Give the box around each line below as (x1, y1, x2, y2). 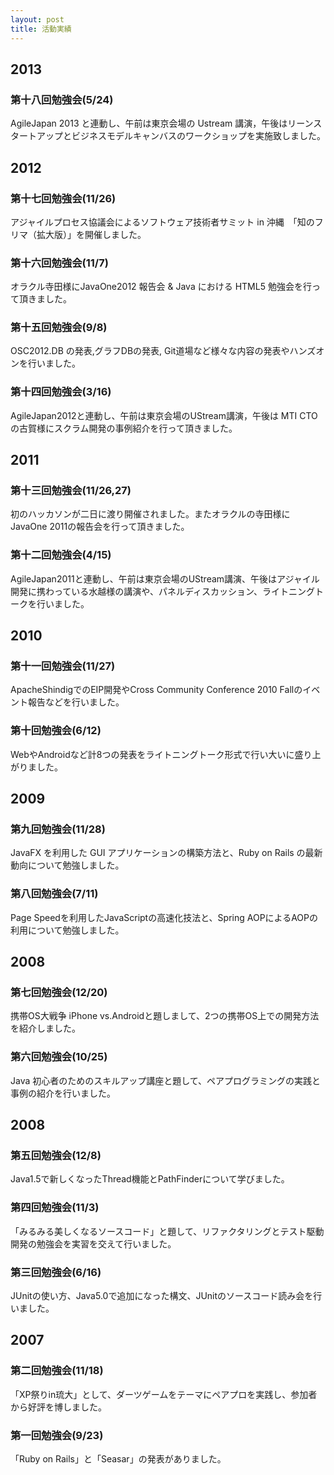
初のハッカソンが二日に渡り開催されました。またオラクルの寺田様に (10, 508, 291, 520)
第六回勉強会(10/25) (10, 1050, 108, 1064)
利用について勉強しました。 (10, 924, 125, 936)
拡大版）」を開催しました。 (36, 228, 147, 240)
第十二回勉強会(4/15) (10, 548, 112, 562)
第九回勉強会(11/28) (10, 822, 106, 836)
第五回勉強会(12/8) (10, 1149, 102, 1163)
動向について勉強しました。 (10, 859, 125, 871)
